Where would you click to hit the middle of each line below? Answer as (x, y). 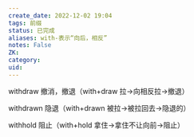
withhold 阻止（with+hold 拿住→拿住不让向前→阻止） (97, 125)
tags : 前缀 (25, 23)
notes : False (30, 45)
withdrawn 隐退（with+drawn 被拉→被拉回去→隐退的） (99, 108)
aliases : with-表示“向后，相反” (58, 38)
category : (25, 61)
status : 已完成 (32, 30)
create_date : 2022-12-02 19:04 (60, 16)
